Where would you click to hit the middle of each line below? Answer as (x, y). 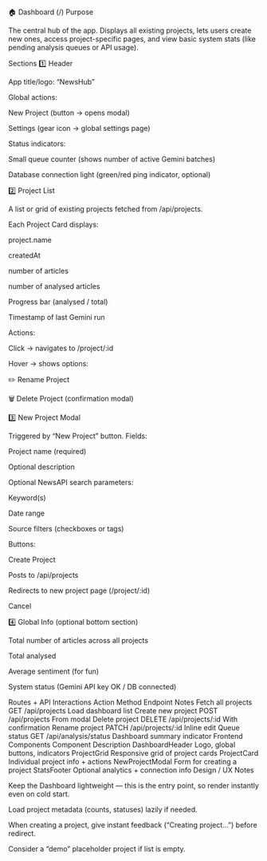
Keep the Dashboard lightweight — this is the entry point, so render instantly (133, 786)
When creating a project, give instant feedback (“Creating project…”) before (133, 825)
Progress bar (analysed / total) (58, 302)
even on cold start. (39, 794)
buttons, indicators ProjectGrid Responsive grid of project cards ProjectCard (133, 753)
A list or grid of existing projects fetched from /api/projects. (106, 209)
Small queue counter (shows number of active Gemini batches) (112, 159)
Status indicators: (37, 144)
